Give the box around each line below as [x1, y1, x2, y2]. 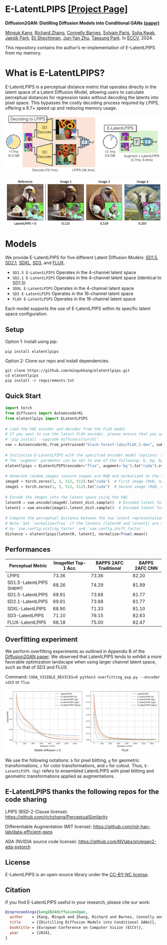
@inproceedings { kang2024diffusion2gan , [5, 909, 88, 915]
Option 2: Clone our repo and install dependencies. [5, 358, 110, 364]
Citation [5, 886, 31, 895]
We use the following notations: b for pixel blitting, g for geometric [5, 757, 140, 763]
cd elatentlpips [5, 373, 39, 378]
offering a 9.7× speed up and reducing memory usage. [5, 105, 117, 111]
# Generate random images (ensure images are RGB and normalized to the [5, 474, 159, 479]
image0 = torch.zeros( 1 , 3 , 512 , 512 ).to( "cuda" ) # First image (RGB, [5, 479, 157, 484]
